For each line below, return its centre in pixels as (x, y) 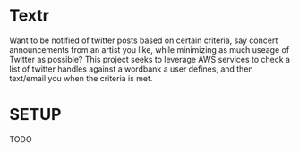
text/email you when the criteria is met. (81, 78)
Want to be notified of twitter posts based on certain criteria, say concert (144, 40)
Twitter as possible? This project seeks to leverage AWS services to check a (150, 59)
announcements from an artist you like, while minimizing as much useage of (149, 49)
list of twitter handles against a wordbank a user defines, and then (131, 69)
